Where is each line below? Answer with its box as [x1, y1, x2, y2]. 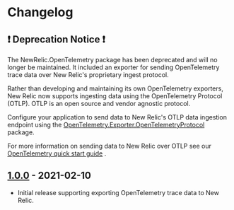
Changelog [7, 4, 74, 21]
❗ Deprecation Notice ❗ [7, 33, 106, 45]
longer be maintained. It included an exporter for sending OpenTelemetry [7, 63, 220, 71]
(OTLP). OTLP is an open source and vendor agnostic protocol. [7, 100, 191, 107]
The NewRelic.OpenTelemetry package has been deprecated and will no [7, 56, 218, 64]
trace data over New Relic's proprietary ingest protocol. [7, 71, 170, 78]
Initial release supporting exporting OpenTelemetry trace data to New [17, 188, 219, 197]
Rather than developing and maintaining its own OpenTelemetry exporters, [7, 84, 224, 93]
